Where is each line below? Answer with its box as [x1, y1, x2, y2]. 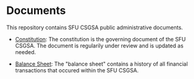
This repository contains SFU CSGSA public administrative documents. [6, 24, 183, 31]
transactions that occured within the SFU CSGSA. [15, 66, 139, 74]
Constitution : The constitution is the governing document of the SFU [15, 35, 186, 43]
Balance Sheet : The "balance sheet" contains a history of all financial [15, 60, 188, 67]
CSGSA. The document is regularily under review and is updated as [15, 42, 184, 49]
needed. [15, 48, 36, 55]
